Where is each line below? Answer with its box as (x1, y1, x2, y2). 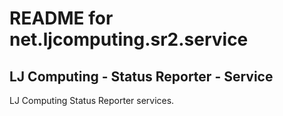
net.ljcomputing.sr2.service (9, 28, 249, 51)
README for (9, 7, 114, 30)
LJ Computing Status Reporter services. (9, 95, 175, 106)
